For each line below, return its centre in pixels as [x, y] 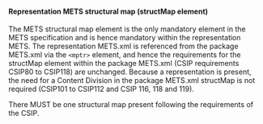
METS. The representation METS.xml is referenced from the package [123, 46]
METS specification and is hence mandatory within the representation [125, 38]
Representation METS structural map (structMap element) [108, 11]
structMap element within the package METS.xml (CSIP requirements [124, 64]
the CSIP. [24, 114]
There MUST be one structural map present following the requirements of [131, 105]
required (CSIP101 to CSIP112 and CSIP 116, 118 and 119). [101, 89]
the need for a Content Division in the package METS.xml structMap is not [132, 81]
